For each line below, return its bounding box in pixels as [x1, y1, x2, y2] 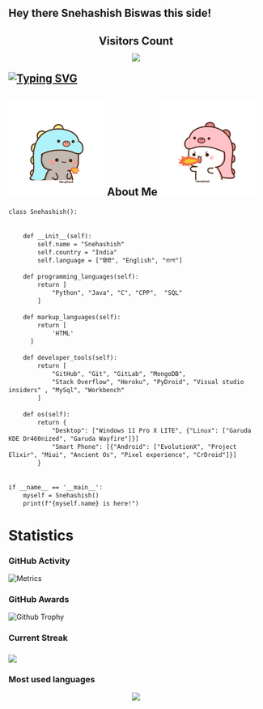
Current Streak [8, 632, 68, 643]
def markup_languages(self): [23, 313, 121, 321]
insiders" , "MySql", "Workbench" [8, 386, 125, 394]
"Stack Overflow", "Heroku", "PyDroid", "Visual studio [51, 378, 244, 386]
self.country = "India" [37, 248, 117, 256]
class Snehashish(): [8, 207, 78, 216]
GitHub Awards [8, 594, 70, 604]
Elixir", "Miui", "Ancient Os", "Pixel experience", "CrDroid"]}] [8, 451, 237, 459]
